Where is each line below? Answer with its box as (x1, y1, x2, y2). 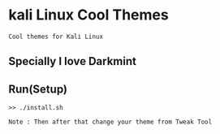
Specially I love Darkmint (8, 54, 136, 68)
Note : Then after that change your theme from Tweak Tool (8, 118, 213, 127)
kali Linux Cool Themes (8, 6, 169, 24)
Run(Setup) (8, 82, 67, 96)
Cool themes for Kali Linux (8, 32, 104, 41)
